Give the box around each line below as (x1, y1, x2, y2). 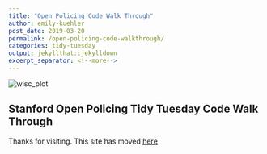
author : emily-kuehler (8, 19, 85, 27)
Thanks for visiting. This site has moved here (8, 136, 158, 146)
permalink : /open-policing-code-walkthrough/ (8, 34, 164, 43)
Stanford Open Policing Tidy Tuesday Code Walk (8, 102, 259, 116)
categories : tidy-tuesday (8, 42, 95, 50)
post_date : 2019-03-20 (8, 27, 85, 35)
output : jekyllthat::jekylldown (8, 49, 117, 57)
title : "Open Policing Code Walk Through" (8, 11, 154, 20)
